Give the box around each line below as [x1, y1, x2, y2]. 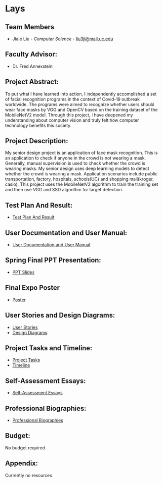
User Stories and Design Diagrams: [5, 311, 115, 320]
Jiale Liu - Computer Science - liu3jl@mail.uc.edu [12, 36, 114, 42]
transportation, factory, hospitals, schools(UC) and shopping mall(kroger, [5, 176, 154, 182]
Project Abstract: [5, 78, 59, 86]
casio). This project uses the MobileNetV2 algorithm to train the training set [5, 181, 158, 187]
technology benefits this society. [5, 122, 72, 128]
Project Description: [5, 137, 68, 145]
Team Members [5, 23, 54, 31]
